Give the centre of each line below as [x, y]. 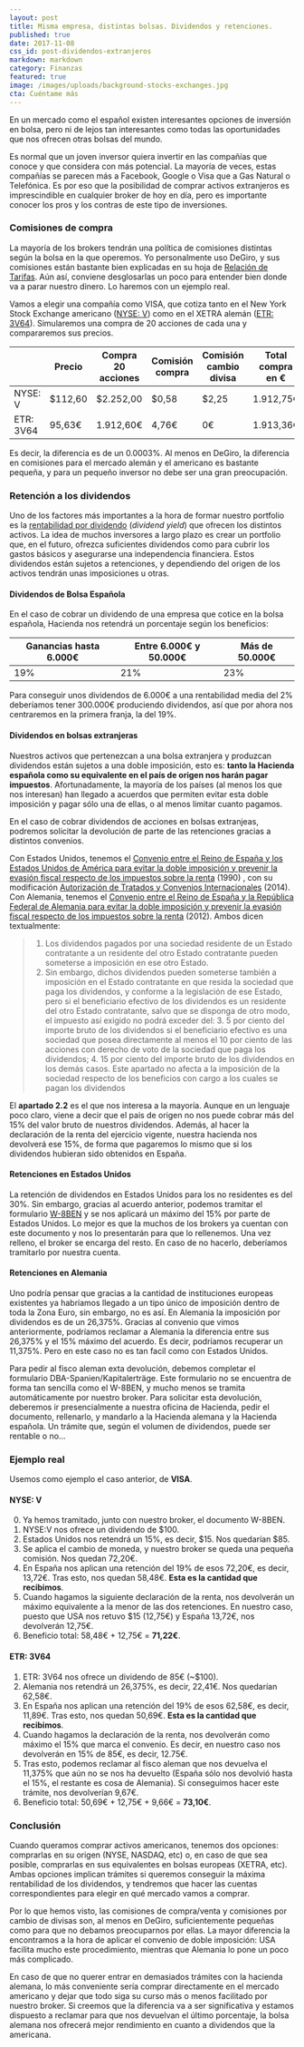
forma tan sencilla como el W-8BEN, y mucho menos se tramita [128, 1388]
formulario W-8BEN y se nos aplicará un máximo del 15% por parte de [140, 1214]
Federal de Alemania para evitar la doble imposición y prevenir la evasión [146, 906]
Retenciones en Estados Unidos [70, 1175]
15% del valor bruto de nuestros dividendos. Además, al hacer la [129, 1125]
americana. [30, 2034]
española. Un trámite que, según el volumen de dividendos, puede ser [140, 1426]
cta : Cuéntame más [44, 93]
